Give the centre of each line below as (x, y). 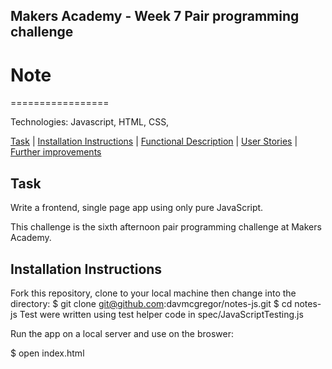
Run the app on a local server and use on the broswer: (122, 333)
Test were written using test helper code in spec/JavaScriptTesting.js (161, 314)
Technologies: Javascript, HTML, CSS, (90, 122)
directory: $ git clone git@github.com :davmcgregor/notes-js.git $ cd (151, 303)
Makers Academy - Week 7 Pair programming (155, 16)
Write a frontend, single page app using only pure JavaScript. (137, 208)
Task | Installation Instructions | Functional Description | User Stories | (154, 141)
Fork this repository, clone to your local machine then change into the (153, 293)
